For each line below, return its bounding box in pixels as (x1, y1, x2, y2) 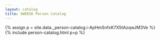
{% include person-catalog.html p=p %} (5, 30, 85, 35)
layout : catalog (5, 7, 38, 12)
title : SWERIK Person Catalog (5, 11, 66, 16)
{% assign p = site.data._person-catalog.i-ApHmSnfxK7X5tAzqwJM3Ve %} (5, 24, 156, 30)
